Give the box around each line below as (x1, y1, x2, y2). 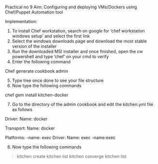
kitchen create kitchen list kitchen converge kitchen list (16, 153, 127, 159)
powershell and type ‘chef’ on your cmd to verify (12, 54, 109, 60)
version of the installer (12, 44, 57, 49)
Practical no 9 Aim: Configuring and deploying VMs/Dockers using (5, 4, 137, 10)
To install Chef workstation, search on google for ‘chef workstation (12, 28, 145, 33)
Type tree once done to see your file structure (12, 77, 104, 83)
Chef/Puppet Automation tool (5, 9, 63, 15)
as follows (12, 106, 32, 112)
